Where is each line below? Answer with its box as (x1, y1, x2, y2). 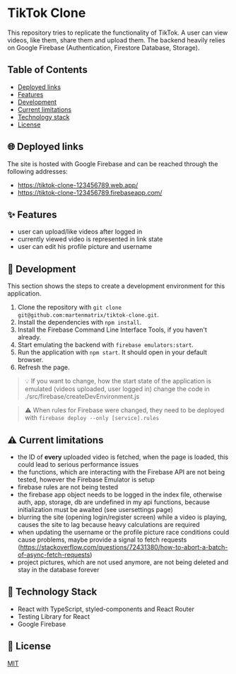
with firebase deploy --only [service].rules (24, 414, 160, 422)
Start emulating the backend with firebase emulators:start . (17, 341, 194, 349)
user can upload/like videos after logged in (17, 228, 143, 236)
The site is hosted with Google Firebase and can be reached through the (7, 159, 218, 168)
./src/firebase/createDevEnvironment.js (24, 393, 140, 401)
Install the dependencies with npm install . (17, 318, 142, 327)
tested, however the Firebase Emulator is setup (17, 475, 155, 484)
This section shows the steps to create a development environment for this (7, 281, 225, 291)
